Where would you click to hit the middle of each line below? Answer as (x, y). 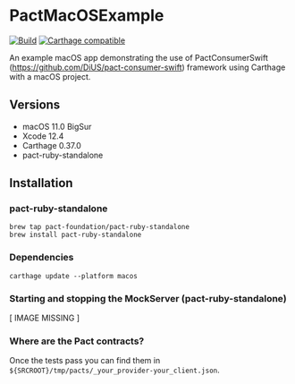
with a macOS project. (50, 76)
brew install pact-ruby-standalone (76, 235)
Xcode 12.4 (43, 136)
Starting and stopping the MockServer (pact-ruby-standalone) (148, 298)
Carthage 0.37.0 (52, 145)
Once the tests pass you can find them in (85, 361)
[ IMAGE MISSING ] (45, 318)
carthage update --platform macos (74, 276)
